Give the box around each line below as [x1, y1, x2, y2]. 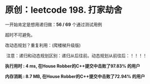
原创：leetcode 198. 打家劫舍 [5, 4, 123, 16]
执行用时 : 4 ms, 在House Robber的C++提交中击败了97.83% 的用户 [5, 63, 140, 69]
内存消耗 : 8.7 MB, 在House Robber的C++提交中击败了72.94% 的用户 [5, 73, 145, 79]
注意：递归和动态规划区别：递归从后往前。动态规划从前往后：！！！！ [6, 52, 147, 59]
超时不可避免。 [5, 32, 35, 38]
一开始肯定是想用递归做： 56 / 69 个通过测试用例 [5, 21, 102, 27]
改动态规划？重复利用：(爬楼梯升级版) [5, 42, 81, 48]
